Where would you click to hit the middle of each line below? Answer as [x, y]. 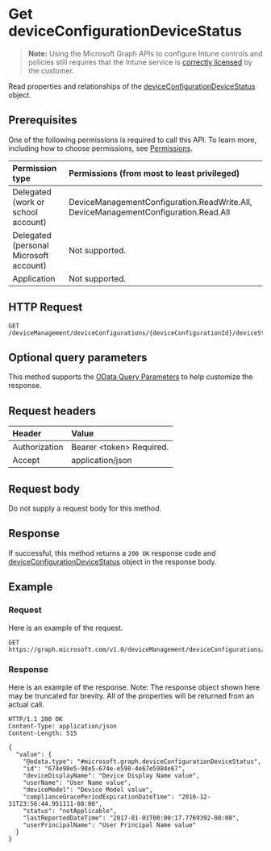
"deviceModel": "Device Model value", [88, 790]
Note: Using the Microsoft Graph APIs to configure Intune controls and [145, 53]
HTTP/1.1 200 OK [35, 719]
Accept [26, 461]
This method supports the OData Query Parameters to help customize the [131, 377]
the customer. [51, 70]
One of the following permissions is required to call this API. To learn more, [133, 140]
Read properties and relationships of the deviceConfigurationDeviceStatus [132, 86]
